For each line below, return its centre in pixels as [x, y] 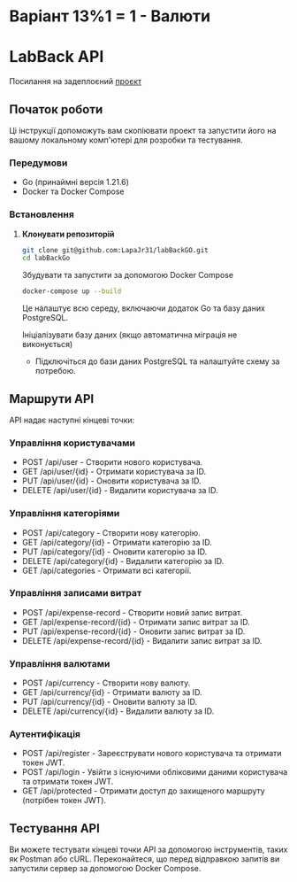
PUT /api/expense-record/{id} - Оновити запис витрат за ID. [133, 631]
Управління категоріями [65, 514]
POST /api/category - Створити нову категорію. [111, 532]
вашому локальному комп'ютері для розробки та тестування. [126, 140]
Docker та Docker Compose [73, 191]
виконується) [47, 344]
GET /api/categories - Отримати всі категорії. [107, 570]
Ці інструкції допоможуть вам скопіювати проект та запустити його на [143, 130]
